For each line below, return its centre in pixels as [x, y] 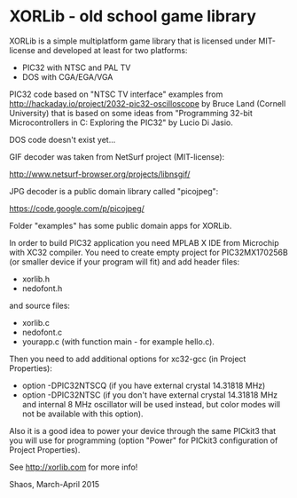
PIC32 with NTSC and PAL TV [76, 67]
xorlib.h [36, 279]
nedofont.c [42, 332]
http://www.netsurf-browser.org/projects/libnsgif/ [100, 174]
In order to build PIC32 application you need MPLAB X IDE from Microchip [144, 242]
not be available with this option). [82, 414]
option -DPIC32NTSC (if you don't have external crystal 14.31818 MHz [150, 395]
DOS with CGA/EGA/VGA [67, 76]
